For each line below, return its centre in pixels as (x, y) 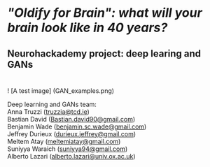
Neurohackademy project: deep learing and (104, 53)
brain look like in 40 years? (87, 28)
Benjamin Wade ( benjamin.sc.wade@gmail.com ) (77, 126)
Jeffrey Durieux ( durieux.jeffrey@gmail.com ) (72, 133)
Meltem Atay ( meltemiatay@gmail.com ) (64, 141)
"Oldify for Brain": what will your (105, 13)
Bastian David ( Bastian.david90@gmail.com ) (71, 119)
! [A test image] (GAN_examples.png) (61, 90)
